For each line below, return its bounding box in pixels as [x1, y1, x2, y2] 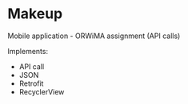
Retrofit [18, 79, 44, 88]
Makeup [7, 5, 63, 23]
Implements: [7, 46, 49, 56]
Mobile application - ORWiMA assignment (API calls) [7, 31, 181, 40]
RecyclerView [18, 87, 65, 96]
